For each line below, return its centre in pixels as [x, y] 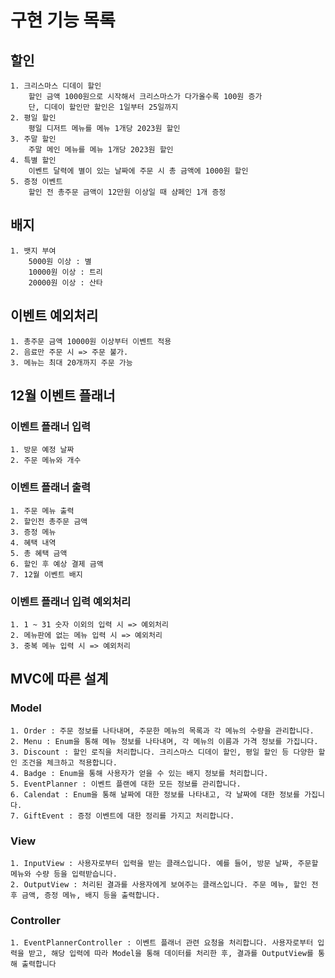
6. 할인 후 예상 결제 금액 [57, 564]
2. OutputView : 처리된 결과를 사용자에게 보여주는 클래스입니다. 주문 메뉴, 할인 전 [164, 884]
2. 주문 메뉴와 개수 [46, 461]
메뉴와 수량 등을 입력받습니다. [64, 874]
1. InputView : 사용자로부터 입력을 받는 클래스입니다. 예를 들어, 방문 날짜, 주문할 [164, 863]
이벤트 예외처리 [54, 316]
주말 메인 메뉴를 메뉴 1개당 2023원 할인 [101, 150]
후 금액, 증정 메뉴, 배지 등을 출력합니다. [85, 895]
